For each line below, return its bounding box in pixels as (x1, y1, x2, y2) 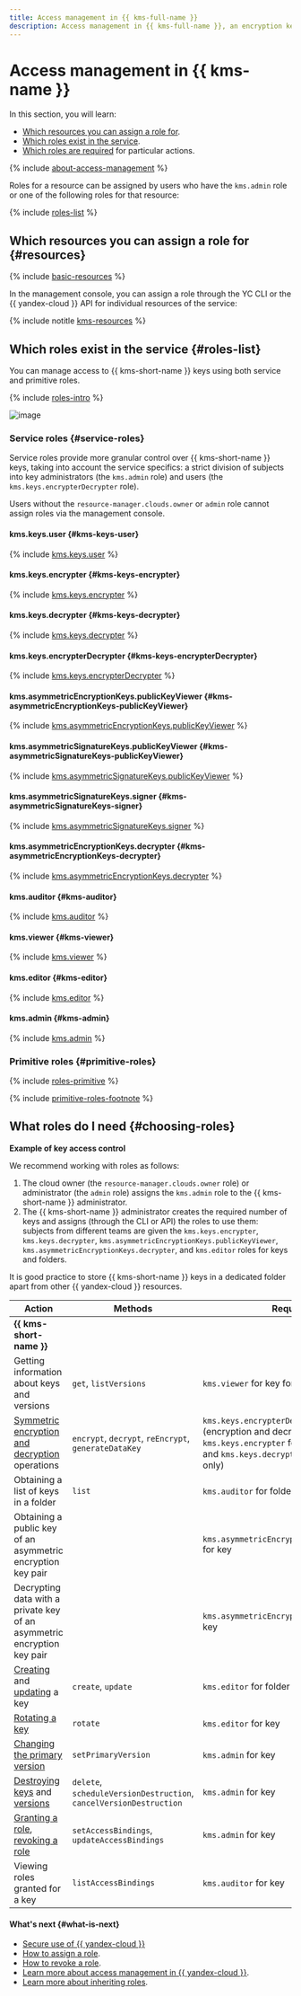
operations (13, 1459, 60, 1471)
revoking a (13, 1833, 58, 1846)
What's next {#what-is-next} (9, 1919, 120, 1930)
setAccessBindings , (72, 1824, 153, 1836)
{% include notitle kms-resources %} (9, 315, 146, 326)
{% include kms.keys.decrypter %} (9, 630, 139, 640)
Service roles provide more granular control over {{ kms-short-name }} (9, 453, 271, 464)
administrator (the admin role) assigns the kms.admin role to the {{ (21, 1187, 262, 1197)
